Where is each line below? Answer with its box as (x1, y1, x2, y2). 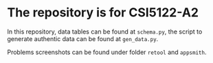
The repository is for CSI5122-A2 (7, 5, 199, 21)
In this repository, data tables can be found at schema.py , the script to (7, 27, 203, 36)
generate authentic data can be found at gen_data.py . (7, 34, 159, 42)
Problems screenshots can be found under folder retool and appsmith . (7, 48, 207, 56)
